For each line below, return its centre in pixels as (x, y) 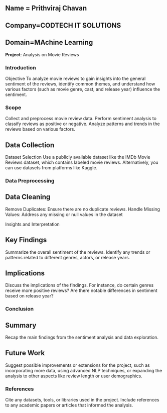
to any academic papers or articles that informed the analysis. (69, 405)
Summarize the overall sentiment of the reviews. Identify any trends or (78, 252)
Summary (21, 325)
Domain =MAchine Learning (49, 42)
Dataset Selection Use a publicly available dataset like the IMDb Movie (78, 157)
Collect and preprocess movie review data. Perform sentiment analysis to (81, 119)
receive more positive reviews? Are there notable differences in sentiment (81, 290)
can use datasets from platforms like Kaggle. (51, 168)
